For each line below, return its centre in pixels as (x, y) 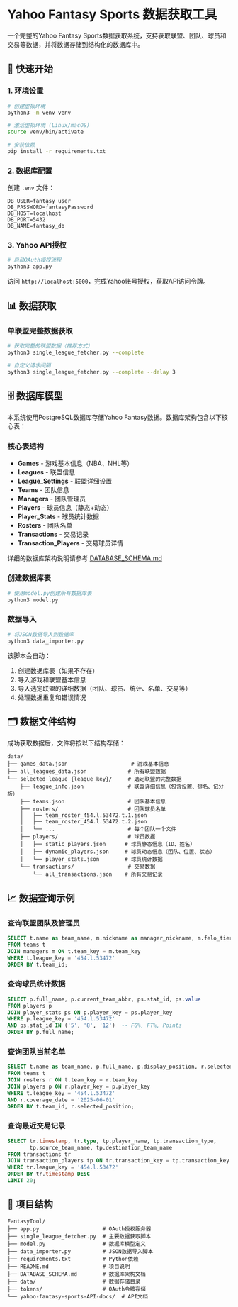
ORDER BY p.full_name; (41, 1033)
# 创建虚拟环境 (27, 106)
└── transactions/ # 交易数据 (88, 867)
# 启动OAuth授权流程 (34, 260)
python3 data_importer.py (45, 641)
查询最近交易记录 (36, 1126)
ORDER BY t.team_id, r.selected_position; (71, 1106)
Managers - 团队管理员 (52, 499)
